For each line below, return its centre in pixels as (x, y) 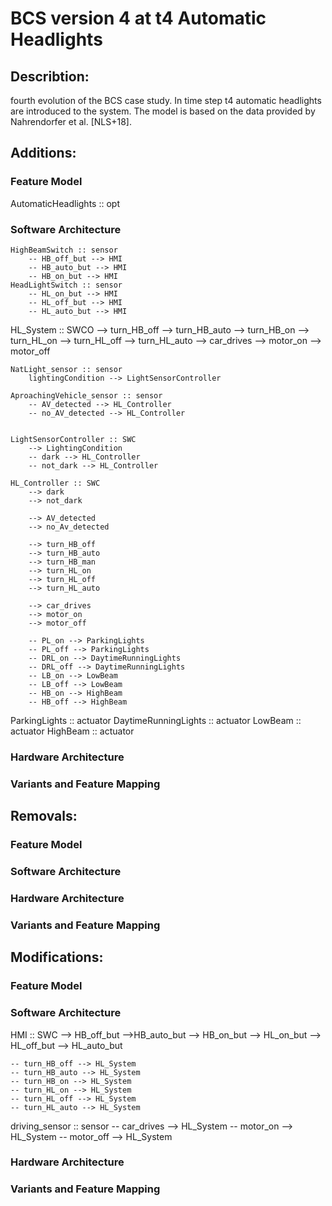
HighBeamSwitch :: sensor (64, 250)
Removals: (44, 816)
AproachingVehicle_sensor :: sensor (86, 395)
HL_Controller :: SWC (55, 483)
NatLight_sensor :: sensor (66, 369)
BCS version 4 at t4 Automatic (138, 18)
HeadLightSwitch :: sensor (66, 285)
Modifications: (57, 957)
